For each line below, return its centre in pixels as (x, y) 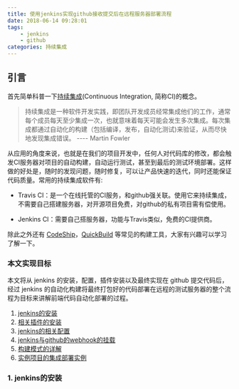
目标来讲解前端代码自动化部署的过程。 (76, 298)
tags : (15, 27)
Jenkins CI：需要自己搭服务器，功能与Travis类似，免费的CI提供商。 (117, 219)
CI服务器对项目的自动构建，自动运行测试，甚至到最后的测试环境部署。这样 (122, 162)
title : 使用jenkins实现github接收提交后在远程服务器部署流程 (90, 14)
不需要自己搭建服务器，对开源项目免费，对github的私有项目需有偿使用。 (123, 204)
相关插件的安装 (39, 322)
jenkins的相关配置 (44, 331)
